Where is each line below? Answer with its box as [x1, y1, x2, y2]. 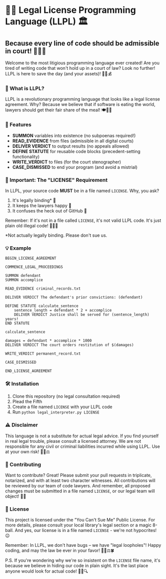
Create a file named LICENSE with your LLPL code [12, 404, 112, 410]
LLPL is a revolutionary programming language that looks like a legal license [5, 96, 160, 102]
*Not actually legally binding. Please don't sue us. [5, 232, 108, 238]
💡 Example [5, 245, 31, 252]
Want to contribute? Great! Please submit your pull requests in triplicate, [5, 473, 152, 478]
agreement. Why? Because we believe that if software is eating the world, [5, 102, 156, 107]
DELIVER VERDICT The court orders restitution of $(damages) [5, 343, 134, 348]
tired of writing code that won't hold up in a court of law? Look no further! [5, 65, 156, 71]
